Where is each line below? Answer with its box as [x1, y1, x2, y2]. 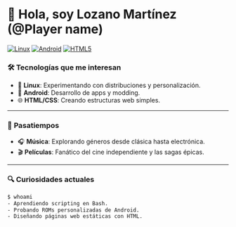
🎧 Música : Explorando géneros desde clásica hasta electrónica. [17, 137, 205, 145]
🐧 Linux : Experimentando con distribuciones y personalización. [17, 81, 202, 90]
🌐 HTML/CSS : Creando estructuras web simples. [17, 96, 160, 105]
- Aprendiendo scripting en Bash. [7, 200, 109, 207]
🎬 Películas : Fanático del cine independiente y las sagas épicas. [17, 148, 205, 156]
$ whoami [7, 193, 33, 200]
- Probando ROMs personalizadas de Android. [7, 207, 140, 214]
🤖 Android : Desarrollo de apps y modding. [17, 89, 140, 97]
